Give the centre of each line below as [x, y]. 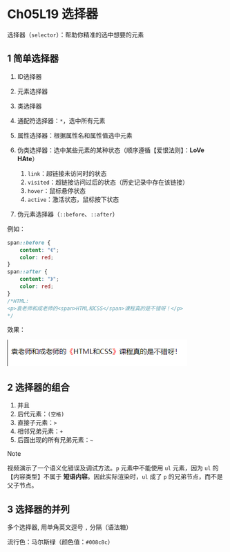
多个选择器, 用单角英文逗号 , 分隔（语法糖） [70, 527]
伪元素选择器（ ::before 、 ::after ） [68, 214]
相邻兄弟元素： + [40, 431]
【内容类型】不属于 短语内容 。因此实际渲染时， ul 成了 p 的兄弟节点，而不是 [115, 477]
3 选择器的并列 [39, 509]
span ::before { [29, 243]
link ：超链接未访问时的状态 [67, 173]
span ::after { [28, 272]
